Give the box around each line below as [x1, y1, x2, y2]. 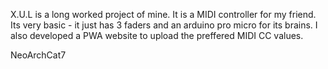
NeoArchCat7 [10, 49, 67, 61]
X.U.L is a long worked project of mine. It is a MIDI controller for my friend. [10, 9, 317, 20]
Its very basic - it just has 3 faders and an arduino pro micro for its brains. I [10, 19, 318, 31]
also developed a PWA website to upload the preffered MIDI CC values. [10, 30, 304, 41]
